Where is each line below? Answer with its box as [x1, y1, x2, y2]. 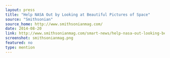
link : [5, 31, 17, 36]
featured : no [5, 40, 33, 45]
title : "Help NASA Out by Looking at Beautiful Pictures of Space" [5, 12, 151, 17]
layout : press [5, 7, 35, 13]
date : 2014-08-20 [5, 26, 42, 31]
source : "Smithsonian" [5, 17, 53, 22]
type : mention [5, 45, 35, 50]
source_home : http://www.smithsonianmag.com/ [5, 21, 103, 27]
